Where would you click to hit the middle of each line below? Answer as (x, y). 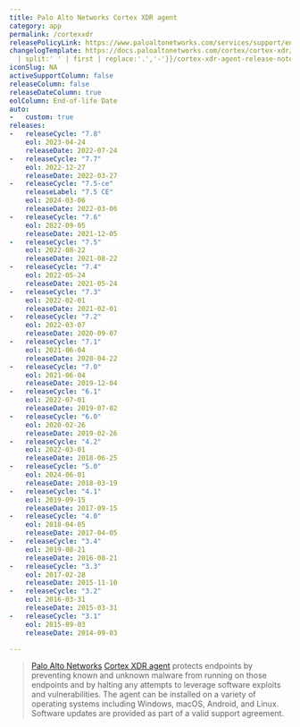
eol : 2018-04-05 (56, 525)
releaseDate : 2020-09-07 (71, 334)
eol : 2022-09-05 (56, 225)
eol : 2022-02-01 (56, 300)
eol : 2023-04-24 (56, 142)
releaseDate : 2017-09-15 (71, 508)
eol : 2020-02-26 (56, 425)
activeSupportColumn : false (62, 76)
